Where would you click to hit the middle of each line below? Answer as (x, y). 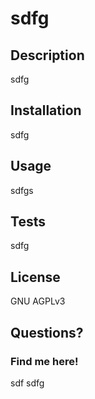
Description (47, 55)
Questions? (47, 332)
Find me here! (44, 361)
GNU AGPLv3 (38, 301)
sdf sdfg (27, 383)
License (35, 277)
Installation (46, 110)
